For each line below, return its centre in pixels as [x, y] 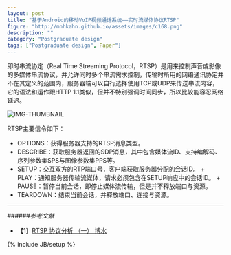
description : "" [30, 33]
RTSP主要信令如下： [36, 129]
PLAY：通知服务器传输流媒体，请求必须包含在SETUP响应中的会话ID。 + [119, 177]
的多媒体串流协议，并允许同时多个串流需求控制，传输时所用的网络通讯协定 [112, 74]
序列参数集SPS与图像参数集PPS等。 [68, 160]
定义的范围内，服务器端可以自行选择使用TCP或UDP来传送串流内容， [122, 83]
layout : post [26, 13]
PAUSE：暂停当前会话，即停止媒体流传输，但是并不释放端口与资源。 [114, 186]
